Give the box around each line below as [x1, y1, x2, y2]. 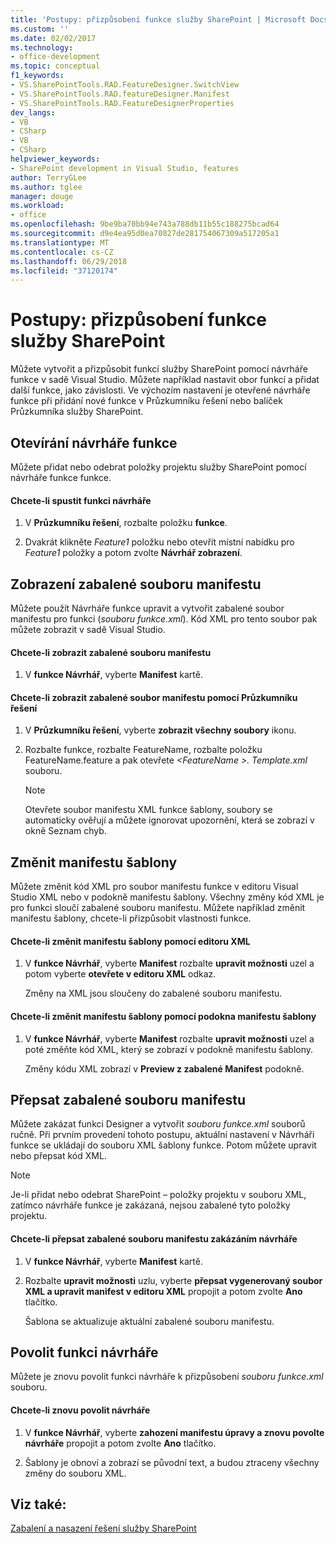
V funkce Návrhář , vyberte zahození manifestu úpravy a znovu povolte [24, 1426, 325, 1438]
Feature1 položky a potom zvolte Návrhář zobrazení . [24, 547, 243, 559]
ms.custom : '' [10, 24, 70, 34]
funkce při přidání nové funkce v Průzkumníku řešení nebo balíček [10, 395, 283, 407]
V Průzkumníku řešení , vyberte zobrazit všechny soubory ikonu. [24, 724, 297, 736]
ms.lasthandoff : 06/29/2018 [10, 256, 128, 266]
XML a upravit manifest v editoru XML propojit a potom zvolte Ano [24, 1285, 303, 1297]
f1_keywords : [10, 71, 65, 81]
